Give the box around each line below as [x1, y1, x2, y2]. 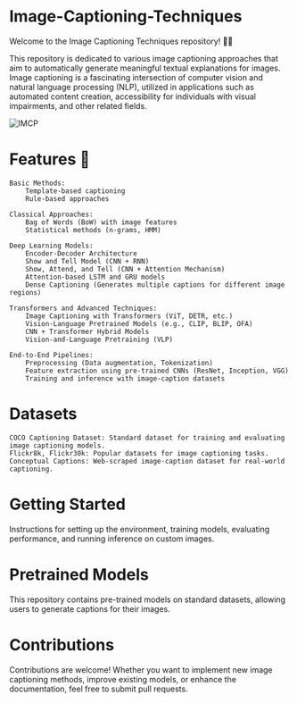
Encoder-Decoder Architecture [25, 248, 138, 258]
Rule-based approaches [25, 194, 110, 203]
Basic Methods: [9, 179, 66, 188]
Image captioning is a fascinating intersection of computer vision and [9, 71, 263, 82]
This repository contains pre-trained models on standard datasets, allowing [9, 594, 286, 605]
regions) [9, 288, 42, 297]
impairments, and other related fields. [9, 100, 147, 111]
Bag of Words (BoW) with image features [25, 217, 177, 227]
